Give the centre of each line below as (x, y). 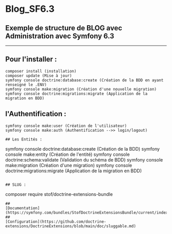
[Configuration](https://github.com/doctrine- (56, 222)
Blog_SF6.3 (30, 9)
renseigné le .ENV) (26, 85)
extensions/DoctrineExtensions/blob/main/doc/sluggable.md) (71, 226)
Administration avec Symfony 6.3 (60, 36)
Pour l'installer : (31, 59)
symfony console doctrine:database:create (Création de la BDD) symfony (83, 149)
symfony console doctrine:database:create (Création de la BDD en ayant (84, 80)
